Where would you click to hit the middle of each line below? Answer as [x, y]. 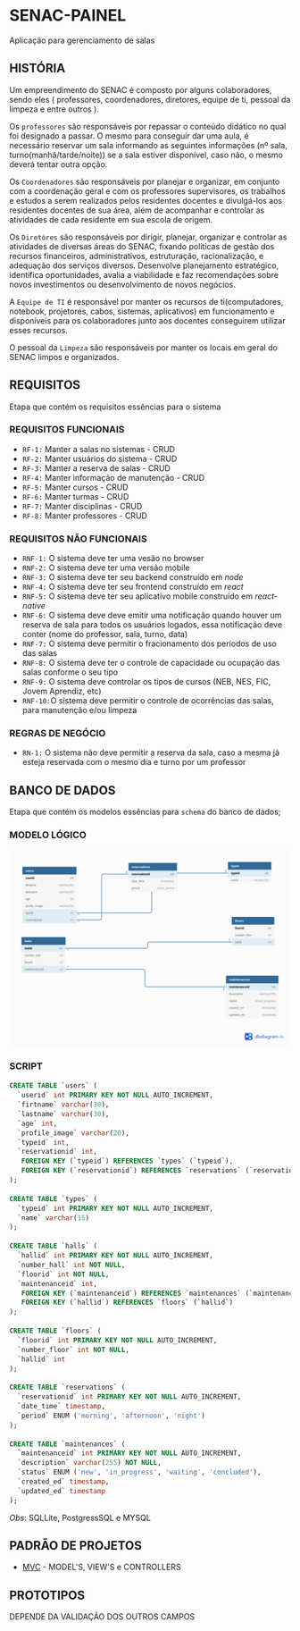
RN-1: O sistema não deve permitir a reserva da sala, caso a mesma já [150, 752]
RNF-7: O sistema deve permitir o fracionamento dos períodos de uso [149, 643]
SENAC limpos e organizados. [64, 357]
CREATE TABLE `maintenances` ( [67, 1444]
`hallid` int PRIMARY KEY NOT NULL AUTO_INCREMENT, [116, 1256]
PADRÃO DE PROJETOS [76, 1546]
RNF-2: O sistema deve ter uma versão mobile [106, 567]
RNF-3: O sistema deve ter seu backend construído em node [133, 577]
